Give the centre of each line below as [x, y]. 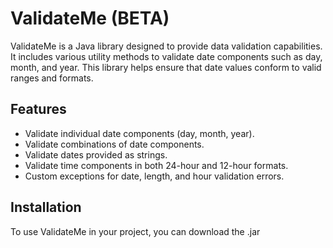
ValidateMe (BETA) [90, 18]
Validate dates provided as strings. [96, 154]
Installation [46, 207]
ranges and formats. [52, 78]
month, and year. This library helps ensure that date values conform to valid [166, 67]
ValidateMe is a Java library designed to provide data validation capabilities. [166, 46]
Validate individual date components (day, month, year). [139, 133]
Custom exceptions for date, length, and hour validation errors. [154, 176]
